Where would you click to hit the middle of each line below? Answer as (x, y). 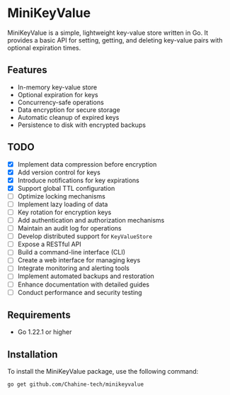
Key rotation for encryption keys (64, 212)
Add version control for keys (59, 172)
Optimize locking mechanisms (62, 196)
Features (27, 70)
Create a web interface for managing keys (79, 260)
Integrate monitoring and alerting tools (73, 268)
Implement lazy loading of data (63, 204)
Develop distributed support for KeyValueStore (85, 236)
